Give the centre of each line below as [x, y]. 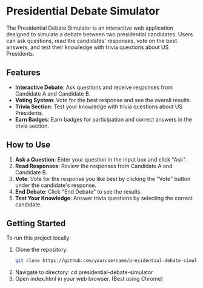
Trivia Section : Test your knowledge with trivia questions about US [99, 106]
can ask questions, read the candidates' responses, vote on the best [92, 41]
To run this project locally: [39, 238]
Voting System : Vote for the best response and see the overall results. [103, 100]
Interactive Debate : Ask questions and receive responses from [94, 87]
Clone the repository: [42, 250]
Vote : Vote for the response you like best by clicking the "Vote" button [103, 178]
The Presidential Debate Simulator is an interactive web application [90, 28]
